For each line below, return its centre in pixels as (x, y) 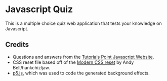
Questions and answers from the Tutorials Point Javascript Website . (83, 57)
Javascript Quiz (39, 9)
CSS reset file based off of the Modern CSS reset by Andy (73, 62)
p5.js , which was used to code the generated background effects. (81, 73)
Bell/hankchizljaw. (31, 67)
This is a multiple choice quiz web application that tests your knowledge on (83, 23)
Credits (17, 45)
